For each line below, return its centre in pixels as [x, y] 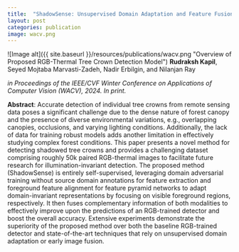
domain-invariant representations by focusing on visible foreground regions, [119, 196]
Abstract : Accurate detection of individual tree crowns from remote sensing [118, 105]
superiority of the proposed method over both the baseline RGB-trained [112, 226]
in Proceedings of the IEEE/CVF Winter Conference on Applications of [110, 84]
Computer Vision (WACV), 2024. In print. [67, 91]
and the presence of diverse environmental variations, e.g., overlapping [112, 120]
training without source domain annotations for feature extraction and [109, 181]
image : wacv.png [31, 34]
